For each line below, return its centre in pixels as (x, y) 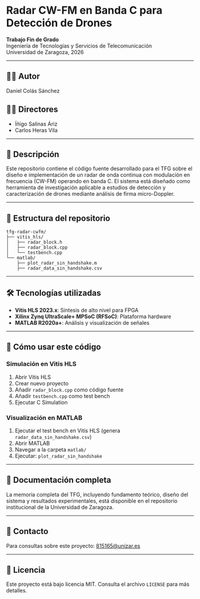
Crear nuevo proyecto (42, 383)
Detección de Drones (59, 23)
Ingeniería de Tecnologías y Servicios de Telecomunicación (79, 46)
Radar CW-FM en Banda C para (84, 10)
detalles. (17, 591)
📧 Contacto (27, 531)
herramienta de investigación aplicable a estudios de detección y (86, 187)
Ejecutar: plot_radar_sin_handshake (58, 456)
